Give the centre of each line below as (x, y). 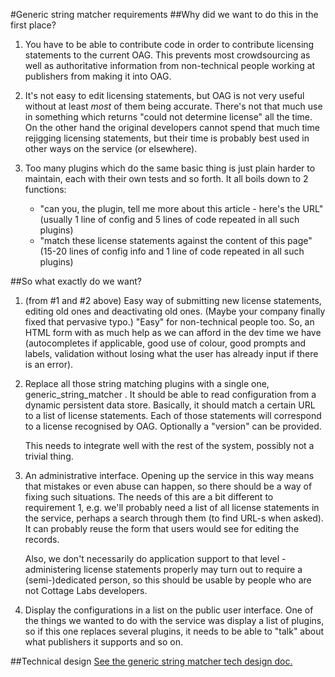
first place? (33, 25)
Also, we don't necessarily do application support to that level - (155, 558)
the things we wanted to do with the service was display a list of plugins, (174, 620)
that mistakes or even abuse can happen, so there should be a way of (168, 486)
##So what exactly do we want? (76, 281)
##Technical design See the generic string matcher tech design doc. (151, 661)
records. (42, 539)
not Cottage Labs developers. (86, 590)
